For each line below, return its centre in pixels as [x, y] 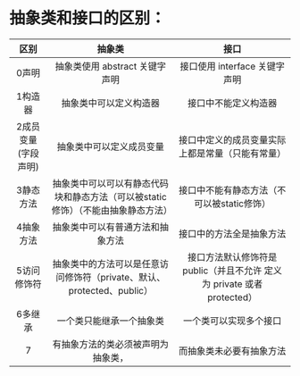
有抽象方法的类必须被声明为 [111, 344]
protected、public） [111, 290]
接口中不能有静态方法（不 [232, 190]
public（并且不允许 [222, 271]
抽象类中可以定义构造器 [111, 103]
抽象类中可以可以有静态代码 [111, 183]
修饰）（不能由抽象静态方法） [112, 210]
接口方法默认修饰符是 [232, 257]
